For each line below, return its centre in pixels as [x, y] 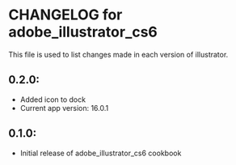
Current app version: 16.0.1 [64, 108]
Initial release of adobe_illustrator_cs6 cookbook [101, 153]
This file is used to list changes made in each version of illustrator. [118, 54]
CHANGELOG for [65, 15]
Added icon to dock [53, 99]
